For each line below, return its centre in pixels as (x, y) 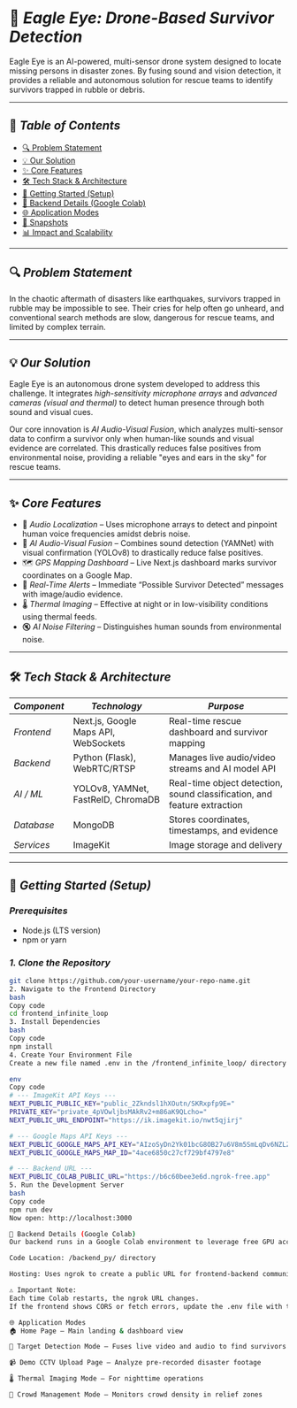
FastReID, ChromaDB (117, 800)
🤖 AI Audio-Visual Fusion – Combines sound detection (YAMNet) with (148, 543)
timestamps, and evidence (223, 831)
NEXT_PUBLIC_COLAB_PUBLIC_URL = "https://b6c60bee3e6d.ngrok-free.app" (140, 1177)
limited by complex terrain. (57, 327)
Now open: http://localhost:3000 (71, 1218)
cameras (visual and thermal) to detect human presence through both (137, 403)
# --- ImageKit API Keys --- (63, 1096)
